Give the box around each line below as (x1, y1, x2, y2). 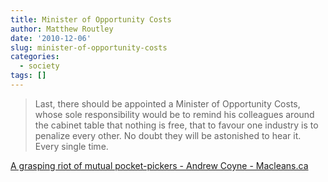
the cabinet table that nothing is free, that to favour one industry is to (34, 119, 319, 131)
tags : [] (10, 71, 47, 81)
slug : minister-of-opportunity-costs (10, 42, 168, 53)
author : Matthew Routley (10, 24, 114, 34)
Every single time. (34, 140, 109, 152)
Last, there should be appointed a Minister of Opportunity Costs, (34, 97, 301, 110)
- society (19, 61, 60, 71)
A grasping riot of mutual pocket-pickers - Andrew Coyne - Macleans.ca (10, 159, 309, 171)
